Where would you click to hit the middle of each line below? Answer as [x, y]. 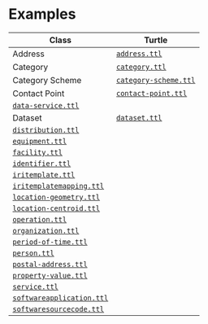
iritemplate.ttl [44, 175]
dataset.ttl [139, 118]
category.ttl [141, 67]
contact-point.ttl [152, 93]
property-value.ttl [50, 275]
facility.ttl [38, 152]
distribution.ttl [46, 130]
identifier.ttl [42, 163]
